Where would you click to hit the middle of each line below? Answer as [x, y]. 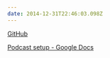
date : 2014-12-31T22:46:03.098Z [55, 14]
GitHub [18, 34]
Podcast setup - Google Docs [51, 47]
